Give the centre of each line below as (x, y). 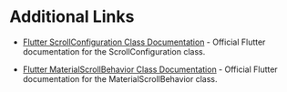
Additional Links (72, 17)
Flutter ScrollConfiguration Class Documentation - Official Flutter (144, 42)
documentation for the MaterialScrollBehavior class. (120, 78)
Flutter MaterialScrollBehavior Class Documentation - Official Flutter (150, 69)
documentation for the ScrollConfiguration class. (114, 51)
